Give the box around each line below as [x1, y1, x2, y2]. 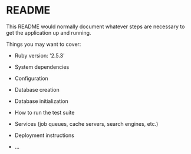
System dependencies [14, 63, 70, 71]
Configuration [14, 75, 48, 82]
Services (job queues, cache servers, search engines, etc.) [14, 120, 159, 127]
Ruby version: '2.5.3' [14, 52, 65, 59]
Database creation [14, 86, 60, 93]
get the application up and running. [6, 29, 91, 36]
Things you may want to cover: [6, 41, 81, 48]
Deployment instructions [14, 132, 75, 139]
